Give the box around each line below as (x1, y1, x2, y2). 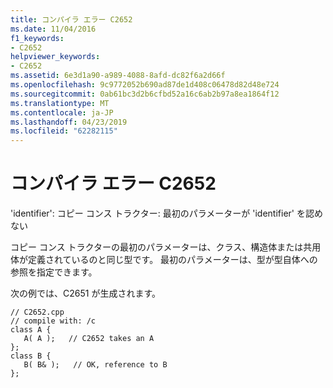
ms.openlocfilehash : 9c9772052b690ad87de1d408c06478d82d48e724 (10, 80, 280, 90)
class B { (10, 351, 52, 361)
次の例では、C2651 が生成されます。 (10, 287, 161, 300)
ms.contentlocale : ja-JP (10, 107, 114, 118)
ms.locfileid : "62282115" (10, 126, 118, 136)
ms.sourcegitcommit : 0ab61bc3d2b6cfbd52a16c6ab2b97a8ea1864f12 (10, 89, 280, 99)
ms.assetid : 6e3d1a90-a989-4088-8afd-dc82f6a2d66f (10, 71, 226, 81)
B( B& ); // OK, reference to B (23, 360, 168, 370)
